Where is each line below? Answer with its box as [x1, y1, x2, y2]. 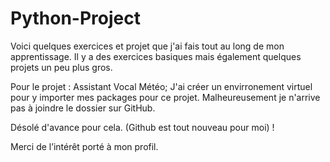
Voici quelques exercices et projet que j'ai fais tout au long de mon [10, 40, 285, 52]
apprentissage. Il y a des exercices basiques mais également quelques [10, 50, 302, 62]
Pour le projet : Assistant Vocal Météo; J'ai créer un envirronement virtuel [10, 80, 313, 92]
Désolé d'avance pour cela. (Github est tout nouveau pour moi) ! [10, 121, 275, 133]
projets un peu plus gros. [10, 61, 113, 73]
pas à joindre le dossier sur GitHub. [10, 102, 156, 114]
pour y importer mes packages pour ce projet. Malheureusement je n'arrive [10, 91, 321, 103]
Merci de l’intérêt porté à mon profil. [10, 140, 159, 152]
